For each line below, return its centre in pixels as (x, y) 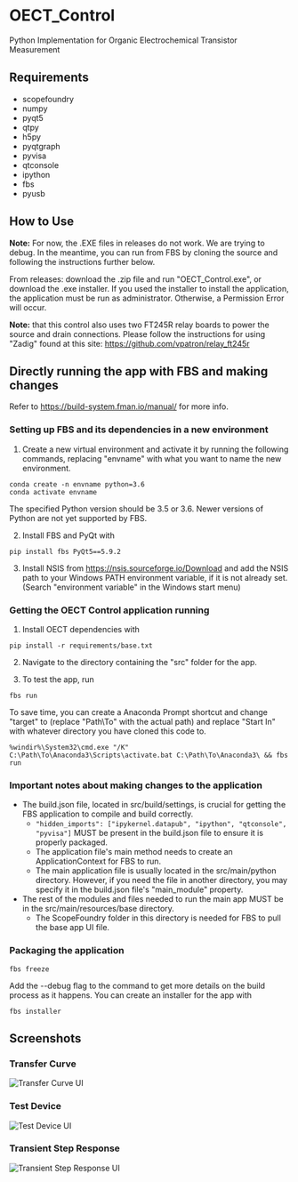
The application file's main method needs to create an (134, 852)
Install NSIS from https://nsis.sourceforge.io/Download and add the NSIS (155, 568)
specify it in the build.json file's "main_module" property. (139, 889)
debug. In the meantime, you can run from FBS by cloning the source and (144, 252)
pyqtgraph (41, 146)
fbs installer (36, 1011)
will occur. (28, 307)
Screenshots (45, 1038)
